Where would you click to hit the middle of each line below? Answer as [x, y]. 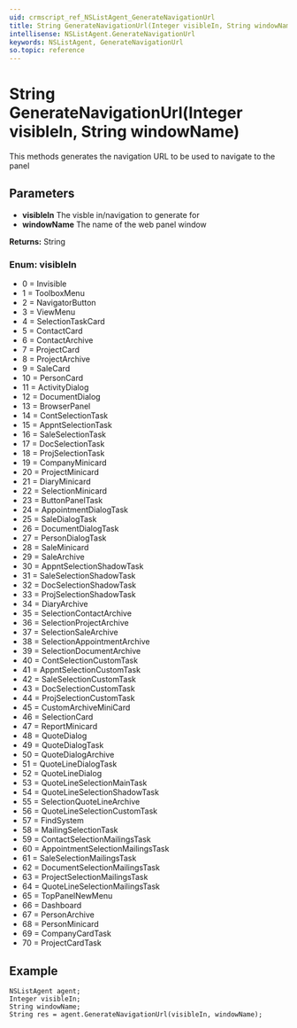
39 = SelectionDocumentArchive [81, 651]
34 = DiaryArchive [55, 604]
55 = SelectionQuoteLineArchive [81, 802]
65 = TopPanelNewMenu [67, 896]
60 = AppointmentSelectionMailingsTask [95, 849]
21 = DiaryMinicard [56, 482]
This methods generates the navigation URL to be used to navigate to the [142, 157]
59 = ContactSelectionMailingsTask [87, 839]
